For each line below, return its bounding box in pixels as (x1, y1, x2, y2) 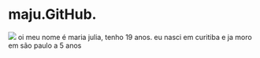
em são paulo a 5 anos (8, 41, 82, 50)
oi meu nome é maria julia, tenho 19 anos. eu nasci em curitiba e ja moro (17, 32, 252, 42)
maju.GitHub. (8, 5, 97, 24)
